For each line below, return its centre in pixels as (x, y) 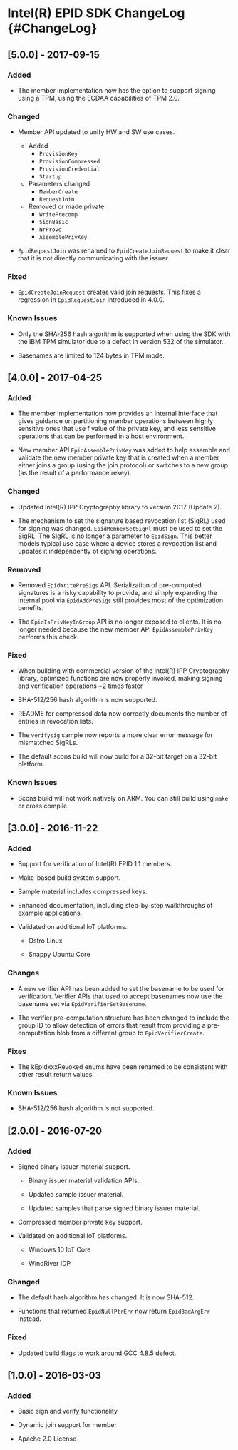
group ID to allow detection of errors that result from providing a (112, 1025)
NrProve (50, 230)
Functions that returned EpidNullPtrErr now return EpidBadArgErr (114, 1312)
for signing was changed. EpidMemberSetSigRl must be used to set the (120, 528)
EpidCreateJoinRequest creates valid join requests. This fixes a (109, 292)
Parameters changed (59, 184)
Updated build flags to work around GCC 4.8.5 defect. (97, 1353)
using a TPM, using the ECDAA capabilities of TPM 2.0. (99, 98)
